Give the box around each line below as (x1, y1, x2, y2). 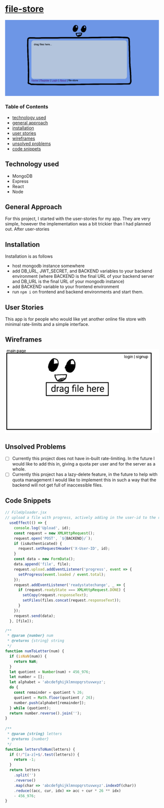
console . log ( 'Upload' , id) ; (14, 525, 71, 530)
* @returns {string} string (7, 638, 64, 643)
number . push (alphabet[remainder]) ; (14, 700, 86, 705)
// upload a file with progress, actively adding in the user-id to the (5, 515, 156, 520)
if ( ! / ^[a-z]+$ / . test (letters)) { (9, 752, 80, 757)
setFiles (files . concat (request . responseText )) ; (22, 598, 121, 603)
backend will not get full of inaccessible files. (12, 482, 103, 488)
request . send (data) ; (14, 613, 56, 618)
